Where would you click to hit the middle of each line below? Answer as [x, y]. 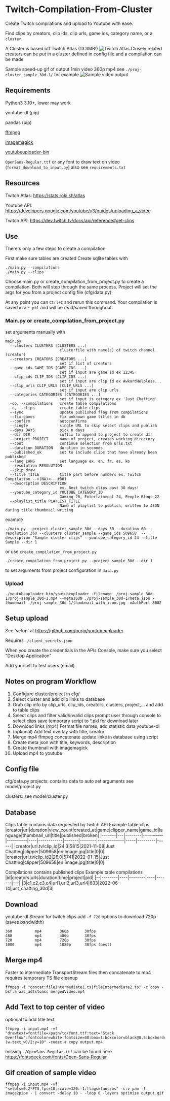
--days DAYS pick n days [47, 430]
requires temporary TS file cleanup [41, 978]
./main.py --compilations [32, 268]
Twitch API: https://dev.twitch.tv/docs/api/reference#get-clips [70, 220]
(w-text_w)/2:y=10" [26, 1042]
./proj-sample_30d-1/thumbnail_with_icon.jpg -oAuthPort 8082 [95, 603]
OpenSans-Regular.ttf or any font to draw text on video [63, 161]
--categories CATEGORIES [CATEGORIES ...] [55, 395]
